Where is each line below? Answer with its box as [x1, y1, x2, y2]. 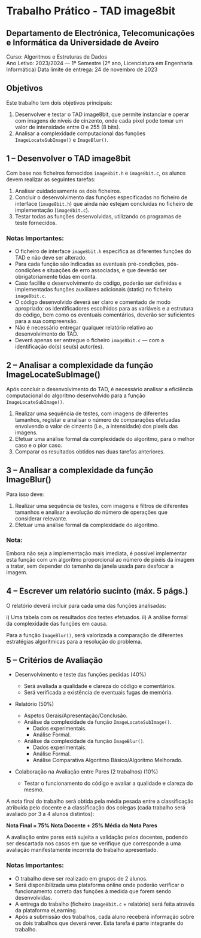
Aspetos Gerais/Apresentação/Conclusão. [23, 712, 128, 719]
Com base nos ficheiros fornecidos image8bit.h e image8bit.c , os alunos [6, 169, 186, 176]
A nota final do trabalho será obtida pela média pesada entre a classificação [6, 797, 194, 805]
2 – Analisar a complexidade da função [6, 360, 154, 370]
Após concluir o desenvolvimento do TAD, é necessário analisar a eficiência [6, 385, 193, 392]
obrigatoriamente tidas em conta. [14, 273, 98, 280]
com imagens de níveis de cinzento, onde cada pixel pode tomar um [14, 117, 184, 124]
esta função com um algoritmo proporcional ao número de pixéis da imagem [6, 556, 194, 563]
